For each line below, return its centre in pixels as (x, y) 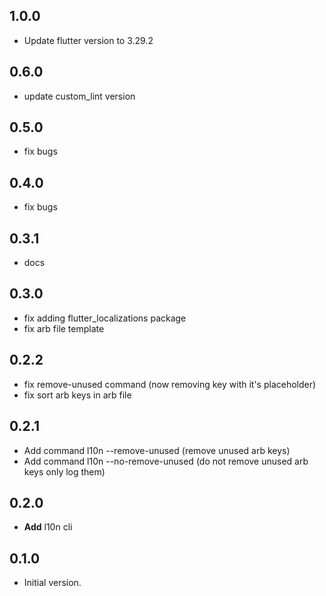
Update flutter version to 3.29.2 (88, 40)
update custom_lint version (79, 96)
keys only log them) (64, 471)
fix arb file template (64, 328)
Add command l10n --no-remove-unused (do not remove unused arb (166, 461)
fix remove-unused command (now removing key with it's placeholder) (170, 384)
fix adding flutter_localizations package (105, 318)
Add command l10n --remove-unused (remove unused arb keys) (157, 450)
